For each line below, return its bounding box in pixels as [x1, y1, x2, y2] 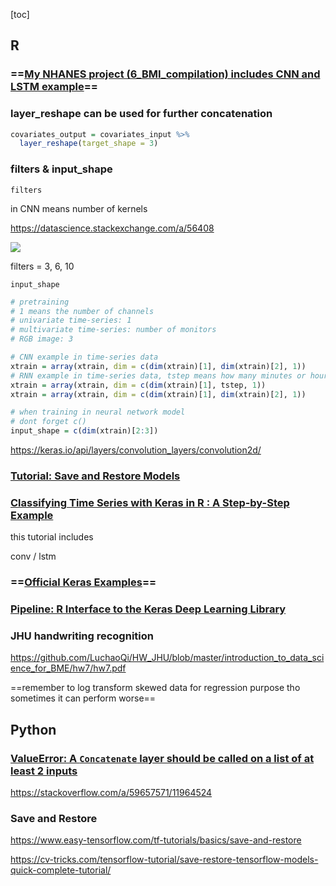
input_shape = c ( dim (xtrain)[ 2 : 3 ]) [10, 426, 159, 436]
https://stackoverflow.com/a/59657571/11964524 [10, 787, 213, 799]
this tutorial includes [10, 531, 94, 543]
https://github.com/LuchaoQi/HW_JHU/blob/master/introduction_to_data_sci [10, 652, 325, 664]
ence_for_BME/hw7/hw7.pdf [10, 662, 127, 674]
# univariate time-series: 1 [10, 315, 132, 326]
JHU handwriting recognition [10, 629, 154, 643]
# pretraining [10, 297, 70, 307]
